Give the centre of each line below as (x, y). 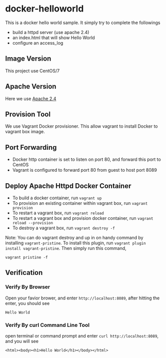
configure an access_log (38, 43)
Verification (24, 273)
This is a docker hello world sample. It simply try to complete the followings (83, 23)
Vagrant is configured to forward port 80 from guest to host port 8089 (85, 170)
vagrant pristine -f (27, 257)
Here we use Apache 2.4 (31, 99)
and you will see (22, 341)
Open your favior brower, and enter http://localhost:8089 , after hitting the (82, 298)
